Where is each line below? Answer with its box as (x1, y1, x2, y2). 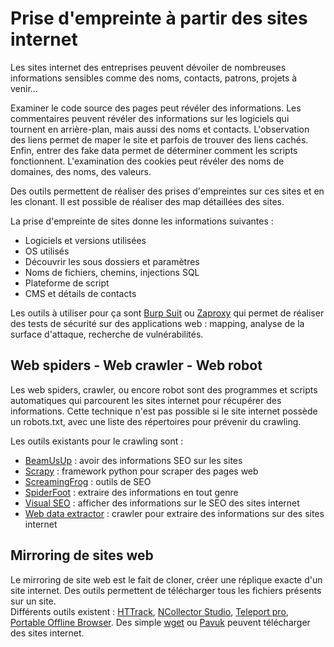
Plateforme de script (24, 277, 110, 289)
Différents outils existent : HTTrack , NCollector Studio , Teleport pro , (10, 605, 289, 617)
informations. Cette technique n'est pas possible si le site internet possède (10, 405, 318, 417)
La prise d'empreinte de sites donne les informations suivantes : (10, 215, 274, 227)
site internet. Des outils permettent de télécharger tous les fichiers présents (10, 584, 322, 596)
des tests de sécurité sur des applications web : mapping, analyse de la (10, 317, 305, 329)
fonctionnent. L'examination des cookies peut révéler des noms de (10, 155, 285, 167)
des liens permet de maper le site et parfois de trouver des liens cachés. (10, 133, 309, 146)
